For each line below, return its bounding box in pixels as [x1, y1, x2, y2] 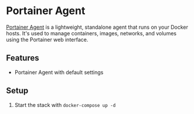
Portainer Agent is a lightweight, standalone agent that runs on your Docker [6, 24, 189, 31]
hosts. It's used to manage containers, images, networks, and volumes [6, 29, 177, 36]
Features [6, 53, 39, 63]
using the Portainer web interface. [6, 36, 89, 43]
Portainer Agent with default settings [14, 69, 104, 76]
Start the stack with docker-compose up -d [14, 101, 116, 108]
